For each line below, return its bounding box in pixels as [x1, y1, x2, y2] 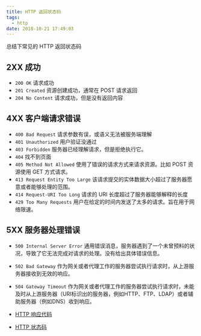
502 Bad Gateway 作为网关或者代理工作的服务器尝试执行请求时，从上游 [14, 262, 190, 269]
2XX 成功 [6, 62, 41, 72]
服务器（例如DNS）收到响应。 [20, 298, 95, 305]
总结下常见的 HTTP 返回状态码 [6, 43, 82, 50]
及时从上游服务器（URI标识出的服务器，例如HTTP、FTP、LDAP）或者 [14, 290, 188, 298]
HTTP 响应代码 [14, 310, 52, 317]
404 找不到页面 [14, 153, 52, 160]
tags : [6, 14, 20, 20]
